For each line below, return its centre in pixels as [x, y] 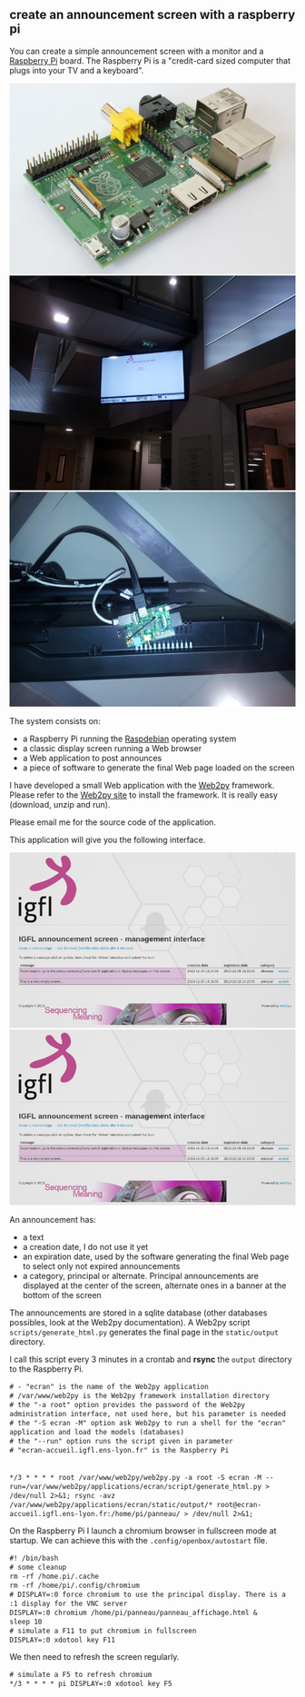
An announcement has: [53, 1220]
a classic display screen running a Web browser [112, 748]
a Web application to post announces [92, 758]
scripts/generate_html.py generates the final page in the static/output [144, 1332]
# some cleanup [38, 1568]
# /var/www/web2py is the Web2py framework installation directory [140, 1396]
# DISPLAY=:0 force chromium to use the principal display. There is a [148, 1595]
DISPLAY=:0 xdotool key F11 [63, 1640]
